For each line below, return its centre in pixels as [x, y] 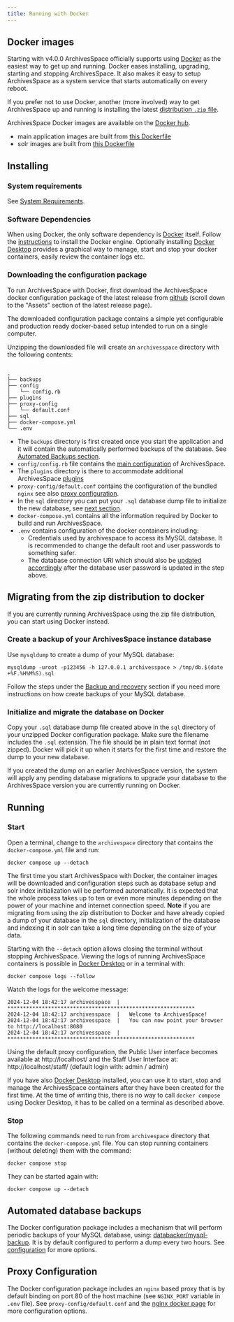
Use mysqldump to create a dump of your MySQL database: [91, 654]
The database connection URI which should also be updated [115, 560]
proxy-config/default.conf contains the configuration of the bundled [117, 486]
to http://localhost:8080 [45, 1026]
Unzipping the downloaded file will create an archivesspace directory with [114, 347]
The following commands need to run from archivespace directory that [108, 1136]
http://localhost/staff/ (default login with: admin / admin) [88, 1066]
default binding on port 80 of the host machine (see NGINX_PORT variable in [114, 1296]
